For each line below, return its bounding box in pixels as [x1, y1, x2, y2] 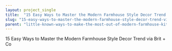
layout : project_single [5, 7, 56, 13]
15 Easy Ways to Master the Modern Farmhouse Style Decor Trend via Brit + [5, 36, 166, 42]
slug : [5, 17, 17, 22]
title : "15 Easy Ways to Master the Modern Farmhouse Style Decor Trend [5, 12, 166, 17]
